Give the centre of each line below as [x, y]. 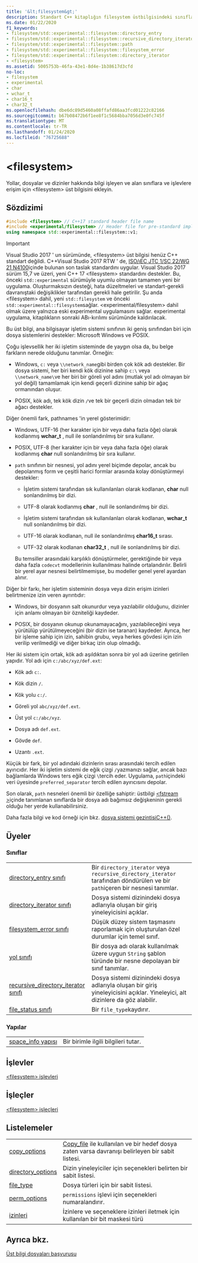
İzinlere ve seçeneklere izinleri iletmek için [121, 1211]
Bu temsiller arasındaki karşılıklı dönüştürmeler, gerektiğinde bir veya [98, 559]
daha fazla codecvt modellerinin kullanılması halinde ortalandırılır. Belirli [100, 565]
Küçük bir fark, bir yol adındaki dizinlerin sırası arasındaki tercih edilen [91, 763]
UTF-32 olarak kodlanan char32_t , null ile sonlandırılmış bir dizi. [102, 547]
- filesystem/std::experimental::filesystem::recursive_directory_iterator [101, 39]
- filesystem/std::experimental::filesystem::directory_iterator [88, 55]
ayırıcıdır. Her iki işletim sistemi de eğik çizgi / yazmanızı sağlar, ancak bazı [97, 770]
